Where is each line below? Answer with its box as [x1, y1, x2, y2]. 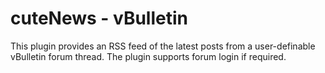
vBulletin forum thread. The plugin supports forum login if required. [10, 50, 287, 62]
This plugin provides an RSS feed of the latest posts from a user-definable [10, 40, 316, 52]
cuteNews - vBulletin [10, 7, 188, 30]
